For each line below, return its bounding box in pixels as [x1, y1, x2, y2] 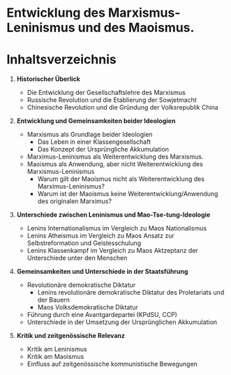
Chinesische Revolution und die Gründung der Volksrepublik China [27, 103, 219, 112]
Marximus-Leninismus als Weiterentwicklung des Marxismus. [27, 152, 204, 161]
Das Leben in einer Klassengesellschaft [37, 138, 151, 146]
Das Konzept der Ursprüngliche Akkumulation [37, 145, 169, 154]
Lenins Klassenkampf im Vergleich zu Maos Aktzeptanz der [27, 247, 198, 255]
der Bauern [37, 295, 70, 304]
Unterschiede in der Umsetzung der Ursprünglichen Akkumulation [27, 318, 218, 326]
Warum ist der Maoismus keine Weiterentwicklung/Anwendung [37, 190, 218, 198]
